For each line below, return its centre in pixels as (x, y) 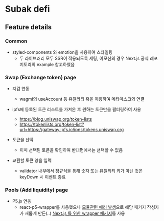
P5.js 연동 (22, 201)
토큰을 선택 (23, 140)
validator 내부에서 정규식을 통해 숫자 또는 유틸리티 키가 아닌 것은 (81, 171)
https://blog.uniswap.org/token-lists (56, 119)
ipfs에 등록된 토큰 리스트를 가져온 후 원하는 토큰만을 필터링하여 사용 (77, 110)
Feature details (28, 27)
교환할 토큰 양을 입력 (32, 160)
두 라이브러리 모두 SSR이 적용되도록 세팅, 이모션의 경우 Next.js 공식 (84, 58)
